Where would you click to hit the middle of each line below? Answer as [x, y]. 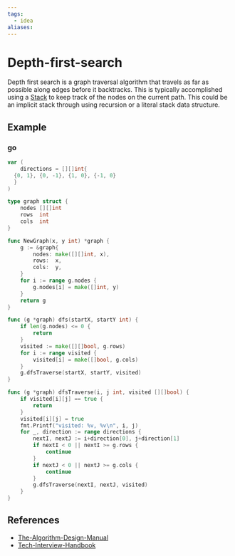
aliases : [20, 27]
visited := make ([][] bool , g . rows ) [73, 346]
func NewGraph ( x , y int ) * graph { [59, 241]
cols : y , [47, 268]
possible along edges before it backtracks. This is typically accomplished [115, 90]
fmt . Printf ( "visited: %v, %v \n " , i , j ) [79, 425]
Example [27, 127]
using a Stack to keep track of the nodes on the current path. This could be [117, 98]
